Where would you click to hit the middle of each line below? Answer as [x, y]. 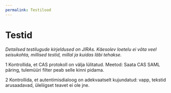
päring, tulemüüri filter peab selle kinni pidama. [55, 70]
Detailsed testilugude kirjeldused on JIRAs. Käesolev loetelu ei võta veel [81, 49]
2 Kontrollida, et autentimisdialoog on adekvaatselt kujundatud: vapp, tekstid [86, 80]
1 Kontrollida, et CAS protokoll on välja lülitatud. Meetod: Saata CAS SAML [83, 65]
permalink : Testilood [28, 10]
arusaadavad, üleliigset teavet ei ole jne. [47, 85]
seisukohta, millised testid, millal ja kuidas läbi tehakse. [64, 54]
